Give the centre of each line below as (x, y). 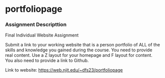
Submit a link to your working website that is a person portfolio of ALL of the (83, 45)
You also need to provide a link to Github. (47, 61)
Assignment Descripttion (36, 25)
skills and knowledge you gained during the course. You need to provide (79, 50)
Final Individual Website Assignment (42, 35)
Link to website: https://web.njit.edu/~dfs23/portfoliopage (64, 70)
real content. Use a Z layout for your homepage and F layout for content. (79, 55)
